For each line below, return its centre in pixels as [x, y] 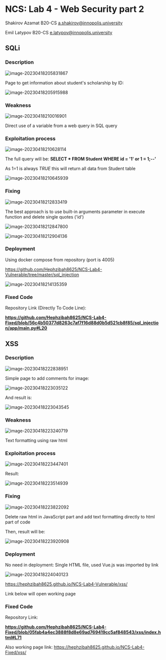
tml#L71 [13, 638]
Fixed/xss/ [16, 653]
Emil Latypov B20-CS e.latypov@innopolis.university [59, 32]
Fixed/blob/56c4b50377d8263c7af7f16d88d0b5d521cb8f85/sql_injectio [82, 323]
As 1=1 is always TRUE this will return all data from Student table [70, 169]
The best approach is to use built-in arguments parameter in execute [75, 212]
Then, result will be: [25, 531]
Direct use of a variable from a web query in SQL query [61, 126]
